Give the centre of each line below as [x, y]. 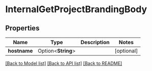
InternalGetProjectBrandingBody [76, 9]
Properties [22, 28]
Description [95, 42]
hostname [20, 51]
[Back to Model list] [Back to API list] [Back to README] [64, 63]
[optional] [126, 51]
